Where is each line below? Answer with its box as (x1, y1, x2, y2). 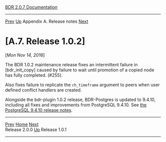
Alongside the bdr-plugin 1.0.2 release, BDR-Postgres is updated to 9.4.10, (5, 96, 156, 102)
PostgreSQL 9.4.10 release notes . (5, 107, 73, 113)
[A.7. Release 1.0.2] (5, 36, 85, 47)
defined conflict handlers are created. (5, 87, 82, 93)
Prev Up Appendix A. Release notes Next (5, 18, 88, 24)
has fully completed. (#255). (5, 72, 63, 78)
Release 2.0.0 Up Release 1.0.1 (5, 126, 67, 133)
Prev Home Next (5, 121, 39, 127)
